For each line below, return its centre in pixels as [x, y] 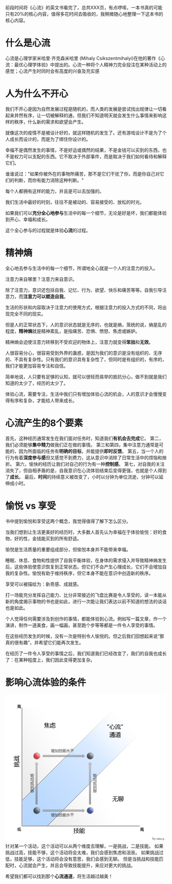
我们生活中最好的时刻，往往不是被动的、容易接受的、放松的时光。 [75, 202]
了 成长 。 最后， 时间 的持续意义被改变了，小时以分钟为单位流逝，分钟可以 [82, 477]
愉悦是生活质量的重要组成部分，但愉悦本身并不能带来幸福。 [68, 549]
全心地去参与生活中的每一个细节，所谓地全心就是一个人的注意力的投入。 [81, 268]
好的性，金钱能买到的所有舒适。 [48, 538]
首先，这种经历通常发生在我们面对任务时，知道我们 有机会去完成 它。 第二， [84, 438]
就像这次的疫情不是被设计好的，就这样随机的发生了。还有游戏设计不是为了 [84, 133]
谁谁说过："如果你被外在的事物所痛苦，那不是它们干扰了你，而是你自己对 [83, 174]
